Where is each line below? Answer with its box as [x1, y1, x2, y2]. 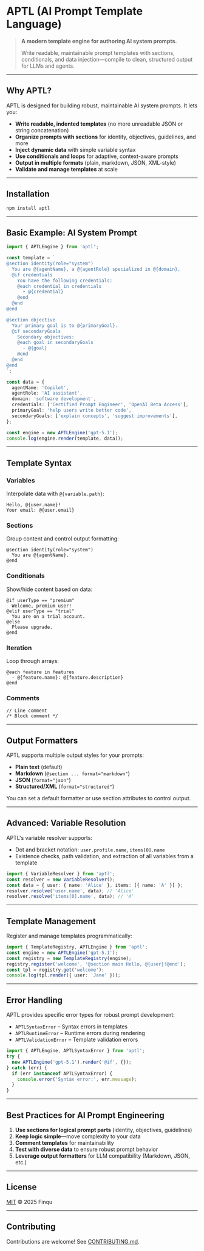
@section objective [6, 317, 56, 323]
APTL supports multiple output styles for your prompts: [6, 751, 144, 759]
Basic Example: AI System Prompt [6, 228, 137, 238]
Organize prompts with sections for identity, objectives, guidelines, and [15, 133, 196, 140]
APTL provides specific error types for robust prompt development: [6, 1011, 175, 1019]
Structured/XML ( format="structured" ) [15, 783, 115, 790]
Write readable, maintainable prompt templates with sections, [21, 49, 175, 56]
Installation [6, 189, 50, 199]
